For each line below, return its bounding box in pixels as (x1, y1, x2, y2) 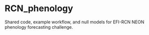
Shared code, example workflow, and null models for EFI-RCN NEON (4, 19, 145, 25)
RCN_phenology (4, 3, 73, 14)
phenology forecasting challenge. (4, 24, 73, 30)
